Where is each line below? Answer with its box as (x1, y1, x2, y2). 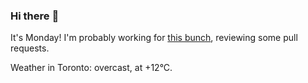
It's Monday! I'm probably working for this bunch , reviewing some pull (10, 32, 298, 44)
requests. (10, 42, 50, 54)
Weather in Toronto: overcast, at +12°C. (10, 62, 173, 74)
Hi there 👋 (10, 9, 60, 23)
